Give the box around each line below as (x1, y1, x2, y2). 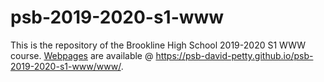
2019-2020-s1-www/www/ (10, 60, 122, 72)
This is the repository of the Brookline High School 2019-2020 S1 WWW (10, 39, 307, 51)
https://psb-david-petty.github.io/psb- (155, 49, 314, 61)
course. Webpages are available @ (10, 49, 154, 61)
